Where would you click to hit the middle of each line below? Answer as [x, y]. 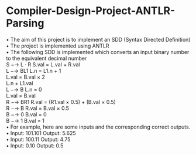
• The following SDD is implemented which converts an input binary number [98, 52]
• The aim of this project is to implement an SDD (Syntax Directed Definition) [98, 39]
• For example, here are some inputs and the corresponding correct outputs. [98, 127]
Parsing [25, 23]
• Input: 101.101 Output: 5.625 [41, 133]
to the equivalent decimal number [47, 58]
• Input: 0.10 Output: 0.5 [35, 146]
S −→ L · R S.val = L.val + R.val [43, 64]
